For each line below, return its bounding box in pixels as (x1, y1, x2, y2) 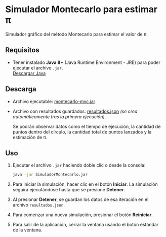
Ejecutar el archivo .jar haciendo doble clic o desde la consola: (12, 162, 146, 168)
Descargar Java (12, 70, 46, 76)
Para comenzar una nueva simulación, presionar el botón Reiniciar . (12, 212, 153, 218)
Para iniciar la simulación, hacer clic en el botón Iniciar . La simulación (12, 181, 158, 187)
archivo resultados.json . (12, 202, 65, 208)
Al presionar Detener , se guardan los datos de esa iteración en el (12, 196, 149, 202)
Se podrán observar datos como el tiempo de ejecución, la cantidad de (12, 123, 161, 129)
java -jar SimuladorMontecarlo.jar (12, 172, 88, 177)
